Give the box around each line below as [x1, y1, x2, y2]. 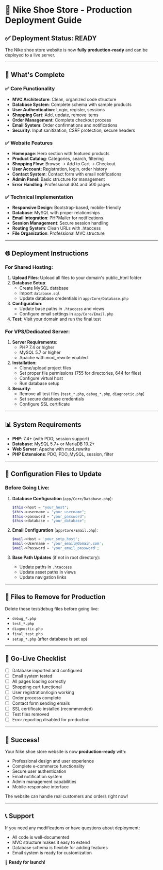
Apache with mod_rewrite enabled [19, 355, 88, 361]
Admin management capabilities [12, 779, 77, 784]
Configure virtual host [19, 375, 63, 381]
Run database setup [19, 381, 60, 386]
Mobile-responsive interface [12, 783, 69, 789]
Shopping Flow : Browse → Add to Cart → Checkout [12, 160, 115, 167]
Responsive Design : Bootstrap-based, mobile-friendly [12, 205, 121, 210]
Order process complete [12, 695, 61, 700]
